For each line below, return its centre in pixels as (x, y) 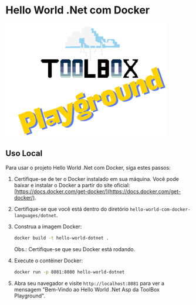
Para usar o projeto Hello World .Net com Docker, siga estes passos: (88, 167)
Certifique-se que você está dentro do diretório (71, 209)
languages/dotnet (35, 215)
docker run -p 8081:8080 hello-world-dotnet (69, 272)
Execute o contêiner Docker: (48, 261)
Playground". (29, 296)
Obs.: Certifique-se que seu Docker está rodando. (75, 249)
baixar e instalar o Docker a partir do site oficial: (72, 185)
